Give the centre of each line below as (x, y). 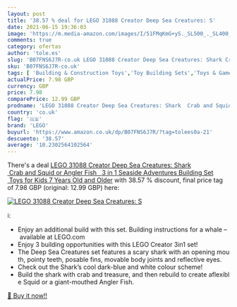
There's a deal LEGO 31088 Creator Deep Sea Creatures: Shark (99, 165)
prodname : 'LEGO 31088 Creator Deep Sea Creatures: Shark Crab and (110, 106)
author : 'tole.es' (34, 54)
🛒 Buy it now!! (28, 296)
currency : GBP (28, 86)
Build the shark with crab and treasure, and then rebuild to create (112, 275)
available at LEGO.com (52, 237)
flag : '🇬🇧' (25, 119)
